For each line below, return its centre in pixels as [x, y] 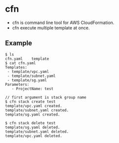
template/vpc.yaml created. [34, 106]
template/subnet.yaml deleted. [37, 131]
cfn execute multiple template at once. [51, 27]
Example [19, 43]
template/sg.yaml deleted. [33, 127]
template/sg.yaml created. [33, 114]
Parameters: [17, 84]
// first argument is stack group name [46, 97]
